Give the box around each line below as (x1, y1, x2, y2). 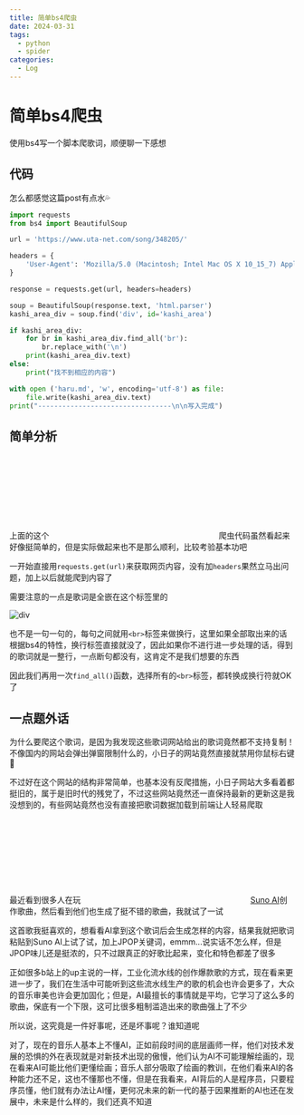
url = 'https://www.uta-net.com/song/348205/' (9, 235, 188, 245)
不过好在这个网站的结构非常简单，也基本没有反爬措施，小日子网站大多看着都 (9, 777, 295, 787)
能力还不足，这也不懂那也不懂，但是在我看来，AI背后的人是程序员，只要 (16, 1073, 287, 1084)
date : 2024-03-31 (9, 22, 75, 31)
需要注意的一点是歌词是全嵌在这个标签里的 (9, 591, 168, 603)
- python (17, 38, 51, 48)
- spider (17, 47, 51, 56)
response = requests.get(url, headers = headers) (9, 285, 193, 294)
